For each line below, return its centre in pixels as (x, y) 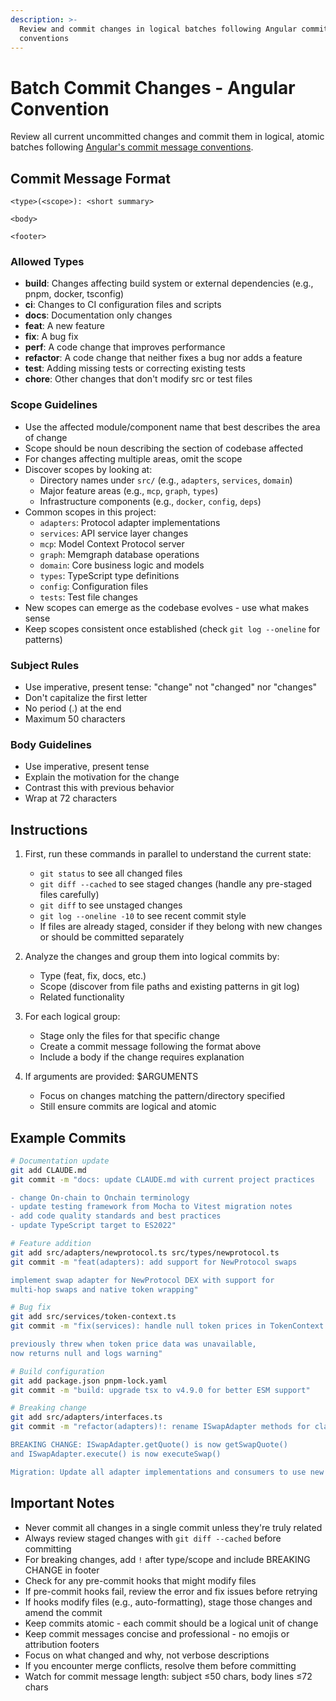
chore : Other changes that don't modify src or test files (138, 379)
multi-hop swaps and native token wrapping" (104, 1289)
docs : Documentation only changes (98, 315)
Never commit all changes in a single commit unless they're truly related (173, 1527)
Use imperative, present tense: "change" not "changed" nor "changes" (171, 687)
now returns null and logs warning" (86, 1353)
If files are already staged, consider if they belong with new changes (181, 927)
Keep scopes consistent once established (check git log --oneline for (172, 628)
